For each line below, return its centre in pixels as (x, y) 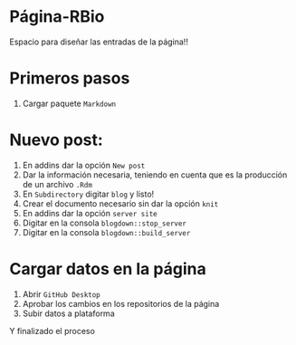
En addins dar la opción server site (90, 213)
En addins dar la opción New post (84, 165)
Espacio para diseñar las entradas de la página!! (99, 42)
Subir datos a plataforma (68, 313)
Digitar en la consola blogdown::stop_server (105, 223)
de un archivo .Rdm (57, 184)
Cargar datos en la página (108, 269)
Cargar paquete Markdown (69, 103)
